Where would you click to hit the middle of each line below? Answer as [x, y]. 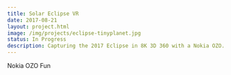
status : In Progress [37, 40]
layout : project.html [38, 26]
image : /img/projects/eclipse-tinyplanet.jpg [74, 33]
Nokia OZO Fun [29, 66]
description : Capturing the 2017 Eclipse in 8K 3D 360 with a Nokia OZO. [116, 46]
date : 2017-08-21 [32, 20]
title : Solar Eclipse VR [43, 14]
